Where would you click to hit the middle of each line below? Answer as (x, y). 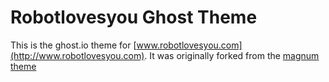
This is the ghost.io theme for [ (73, 45)
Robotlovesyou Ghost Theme (134, 17)
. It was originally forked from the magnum (232, 55)
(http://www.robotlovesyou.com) (77, 55)
